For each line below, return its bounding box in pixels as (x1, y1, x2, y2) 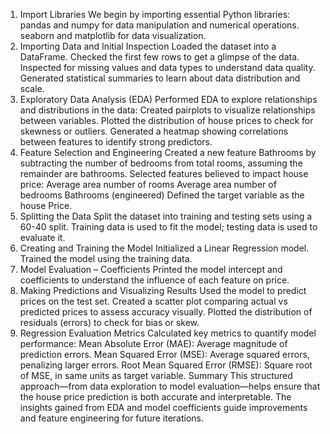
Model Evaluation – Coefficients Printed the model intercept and (19, 264, 283, 275)
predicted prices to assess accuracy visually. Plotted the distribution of (19, 306, 313, 318)
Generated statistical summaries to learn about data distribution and (19, 72, 301, 84)
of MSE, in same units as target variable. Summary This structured (19, 370, 293, 381)
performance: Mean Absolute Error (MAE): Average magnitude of (19, 338, 288, 349)
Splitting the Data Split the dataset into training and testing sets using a (19, 210, 313, 222)
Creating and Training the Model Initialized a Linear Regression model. (19, 242, 310, 254)
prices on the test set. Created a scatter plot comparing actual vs (19, 295, 288, 307)
